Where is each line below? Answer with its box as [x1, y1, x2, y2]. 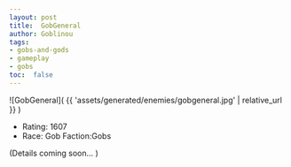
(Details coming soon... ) [9, 148, 99, 158]
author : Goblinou [9, 29, 74, 38]
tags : [9, 37, 29, 47]
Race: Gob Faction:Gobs [21, 130, 112, 141]
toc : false [9, 71, 53, 80]
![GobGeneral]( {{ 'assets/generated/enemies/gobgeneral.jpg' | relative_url [9, 95, 282, 105]
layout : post [9, 12, 58, 22]
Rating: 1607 [21, 121, 68, 132]
